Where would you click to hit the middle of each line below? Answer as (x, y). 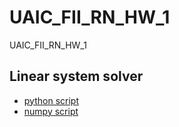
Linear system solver (76, 76)
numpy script (51, 111)
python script (51, 100)
